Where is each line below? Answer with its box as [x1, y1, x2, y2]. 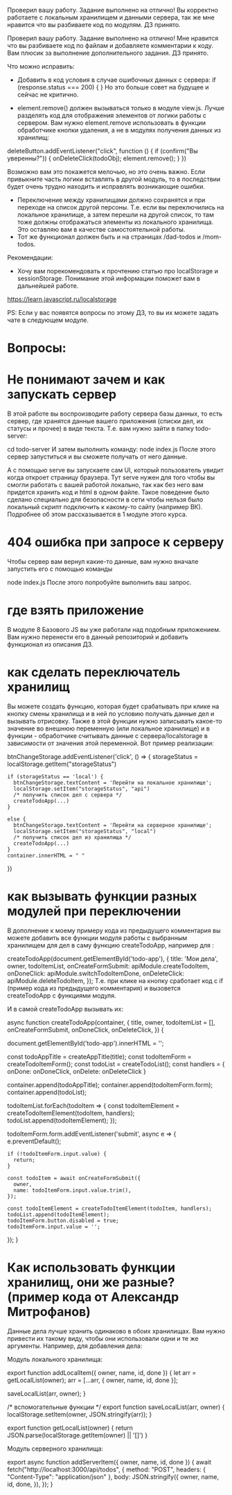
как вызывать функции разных [7, 889, 197, 905]
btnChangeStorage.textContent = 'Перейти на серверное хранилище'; [13, 821, 213, 828]
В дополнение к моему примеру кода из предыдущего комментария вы [7, 926, 221, 934]
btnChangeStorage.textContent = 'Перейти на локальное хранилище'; [13, 779, 213, 786]
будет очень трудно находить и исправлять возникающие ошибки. [7, 182, 206, 190]
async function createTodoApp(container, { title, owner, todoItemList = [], [7, 1018, 215, 1026]
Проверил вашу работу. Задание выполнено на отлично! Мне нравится [7, 34, 219, 42]
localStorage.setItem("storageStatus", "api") [13, 785, 150, 792]
